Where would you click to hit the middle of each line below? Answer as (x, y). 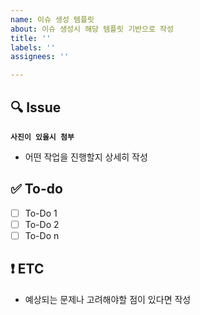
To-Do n (42, 235)
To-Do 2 (42, 224)
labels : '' (33, 47)
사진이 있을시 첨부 (42, 137)
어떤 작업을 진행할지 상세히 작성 (86, 157)
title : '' (31, 38)
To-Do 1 (41, 213)
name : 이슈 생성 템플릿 (52, 19)
